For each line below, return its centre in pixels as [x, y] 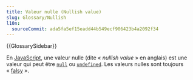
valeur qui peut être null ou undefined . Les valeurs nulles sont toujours [95, 64]
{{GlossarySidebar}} [32, 46]
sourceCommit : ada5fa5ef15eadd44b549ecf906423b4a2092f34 [85, 29]
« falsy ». [18, 71]
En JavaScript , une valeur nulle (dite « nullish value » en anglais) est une [97, 58]
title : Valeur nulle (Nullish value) [54, 12]
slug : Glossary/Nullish [36, 18]
